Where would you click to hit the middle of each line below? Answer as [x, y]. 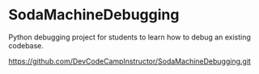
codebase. [26, 45]
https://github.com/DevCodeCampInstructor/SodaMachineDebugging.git [129, 61]
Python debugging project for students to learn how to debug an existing [129, 37]
